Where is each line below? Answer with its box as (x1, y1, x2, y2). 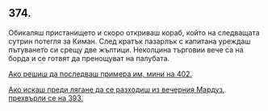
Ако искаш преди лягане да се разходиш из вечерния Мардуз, (8, 84, 225, 94)
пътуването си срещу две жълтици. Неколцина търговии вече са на (8, 44, 244, 55)
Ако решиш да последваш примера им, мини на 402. (8, 68, 192, 79)
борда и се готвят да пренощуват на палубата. (8, 53, 170, 63)
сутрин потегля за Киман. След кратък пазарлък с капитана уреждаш (8, 36, 251, 46)
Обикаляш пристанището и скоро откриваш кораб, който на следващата (8, 27, 260, 37)
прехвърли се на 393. (8, 92, 83, 103)
